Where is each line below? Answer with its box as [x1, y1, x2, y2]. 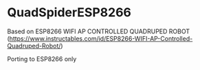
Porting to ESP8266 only [7, 54, 77, 63]
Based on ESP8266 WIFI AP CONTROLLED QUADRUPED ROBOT [7, 27, 190, 35]
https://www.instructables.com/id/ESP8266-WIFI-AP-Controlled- [9, 34, 193, 42]
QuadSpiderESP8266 [7, 5, 132, 20]
